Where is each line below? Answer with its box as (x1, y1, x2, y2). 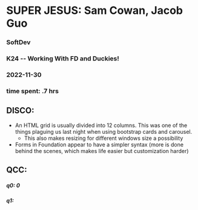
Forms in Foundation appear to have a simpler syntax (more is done (15, 140, 183, 148)
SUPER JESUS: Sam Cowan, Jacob (6, 4, 183, 18)
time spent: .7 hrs (6, 87, 59, 95)
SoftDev (6, 38, 31, 47)
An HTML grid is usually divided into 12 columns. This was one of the (15, 122, 188, 129)
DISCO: (6, 105, 35, 116)
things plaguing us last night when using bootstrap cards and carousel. (15, 128, 193, 135)
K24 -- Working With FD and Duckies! (6, 54, 119, 63)
